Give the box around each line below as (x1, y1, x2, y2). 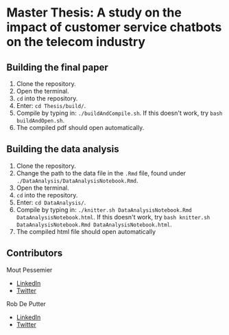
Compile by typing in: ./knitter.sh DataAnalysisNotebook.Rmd (16, 205, 193, 214)
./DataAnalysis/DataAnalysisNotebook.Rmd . (16, 176, 138, 184)
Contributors (6, 248, 63, 259)
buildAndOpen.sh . (16, 116, 65, 125)
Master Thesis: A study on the (6, 5, 182, 21)
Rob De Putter (6, 299, 46, 307)
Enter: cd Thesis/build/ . (16, 102, 86, 109)
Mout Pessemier (6, 266, 53, 274)
